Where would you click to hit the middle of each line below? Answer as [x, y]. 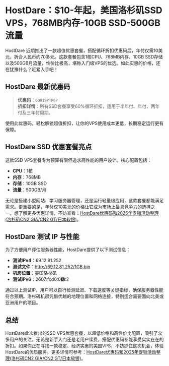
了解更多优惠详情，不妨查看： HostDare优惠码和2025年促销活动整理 [89, 213]
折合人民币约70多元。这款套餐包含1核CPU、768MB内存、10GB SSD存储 [88, 56]
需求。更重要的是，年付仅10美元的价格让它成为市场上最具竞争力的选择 [78, 207]
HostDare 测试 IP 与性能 [42, 237]
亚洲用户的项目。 [23, 302]
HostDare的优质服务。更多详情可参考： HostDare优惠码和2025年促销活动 [81, 352]
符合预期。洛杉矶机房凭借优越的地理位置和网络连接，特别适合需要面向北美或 [84, 296]
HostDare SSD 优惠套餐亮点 [49, 147]
